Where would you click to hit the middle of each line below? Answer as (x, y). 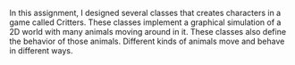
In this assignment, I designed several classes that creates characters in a (145, 13)
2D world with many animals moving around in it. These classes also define (148, 32)
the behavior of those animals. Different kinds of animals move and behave (147, 41)
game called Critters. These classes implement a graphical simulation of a (145, 22)
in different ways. (41, 51)
